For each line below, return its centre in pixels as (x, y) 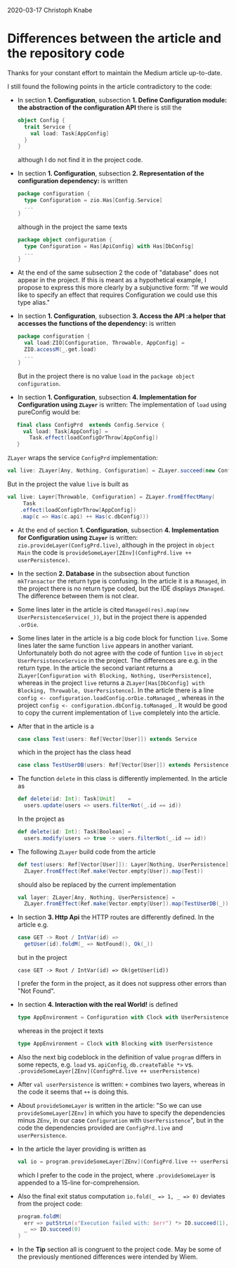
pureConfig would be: (49, 412)
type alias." (34, 303)
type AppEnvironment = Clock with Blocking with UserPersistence (115, 1043)
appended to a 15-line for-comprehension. (79, 1182)
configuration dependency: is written (72, 181)
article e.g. (33, 925)
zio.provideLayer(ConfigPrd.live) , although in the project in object (116, 545)
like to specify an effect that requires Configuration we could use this (117, 295)
